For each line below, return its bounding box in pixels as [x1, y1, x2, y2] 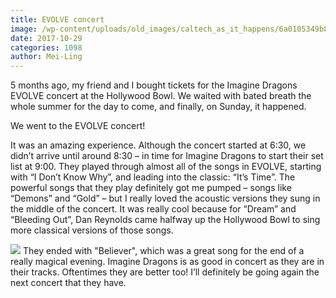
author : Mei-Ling [10, 52, 83, 62]
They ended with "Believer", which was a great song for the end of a [22, 245, 305, 257]
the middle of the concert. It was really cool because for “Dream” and [10, 203, 297, 215]
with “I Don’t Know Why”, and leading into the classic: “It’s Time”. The [10, 171, 296, 183]
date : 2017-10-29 [10, 33, 83, 43]
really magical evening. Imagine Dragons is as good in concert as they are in [10, 256, 325, 268]
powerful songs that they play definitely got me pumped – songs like [10, 182, 292, 194]
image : [10, 24, 38, 34]
